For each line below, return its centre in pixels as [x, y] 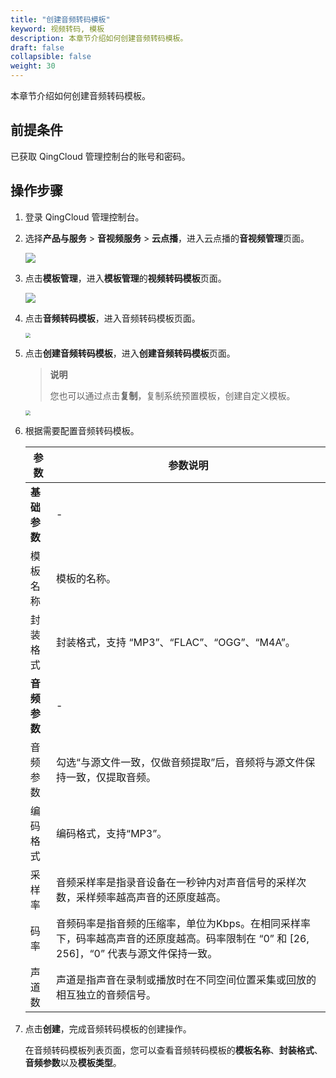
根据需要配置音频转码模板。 [82, 430]
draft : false [37, 47]
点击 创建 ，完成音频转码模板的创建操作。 [108, 1028]
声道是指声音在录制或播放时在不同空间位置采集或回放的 [186, 979]
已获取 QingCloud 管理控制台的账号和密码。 [100, 156]
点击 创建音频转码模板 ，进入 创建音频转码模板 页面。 [130, 353]
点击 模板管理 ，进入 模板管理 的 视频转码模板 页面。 [125, 278]
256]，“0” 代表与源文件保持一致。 [137, 953]
